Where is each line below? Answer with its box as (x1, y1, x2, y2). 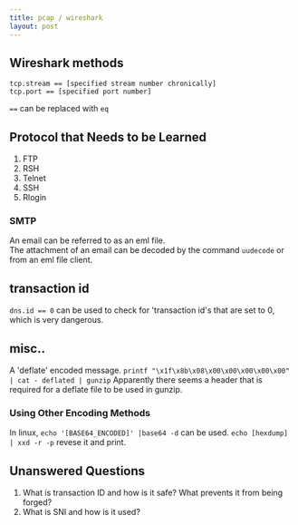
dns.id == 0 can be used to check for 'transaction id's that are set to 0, (9, 305, 275, 316)
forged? (22, 497, 53, 508)
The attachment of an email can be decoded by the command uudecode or (9, 245, 285, 256)
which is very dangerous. (9, 315, 104, 326)
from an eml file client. (9, 255, 93, 266)
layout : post (9, 22, 59, 31)
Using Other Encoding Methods (9, 406, 151, 419)
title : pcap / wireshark (9, 13, 103, 23)
